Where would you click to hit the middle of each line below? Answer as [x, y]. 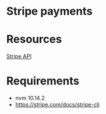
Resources [34, 40]
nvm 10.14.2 [30, 98]
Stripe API [19, 56]
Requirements [43, 81]
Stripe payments [50, 11]
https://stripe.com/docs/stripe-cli [57, 105]
